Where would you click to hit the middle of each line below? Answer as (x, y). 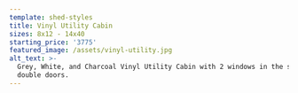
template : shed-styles (51, 17)
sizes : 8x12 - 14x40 (47, 34)
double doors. (43, 75)
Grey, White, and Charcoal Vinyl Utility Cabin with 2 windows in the (150, 67)
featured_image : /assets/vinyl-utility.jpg (91, 50)
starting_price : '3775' (53, 42)
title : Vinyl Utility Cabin (61, 26)
